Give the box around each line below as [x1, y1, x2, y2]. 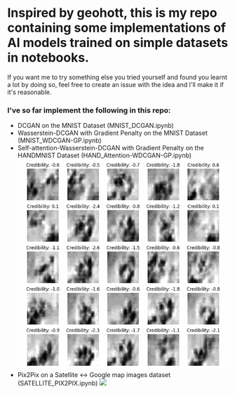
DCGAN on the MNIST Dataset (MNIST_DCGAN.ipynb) [17, 122, 174, 130]
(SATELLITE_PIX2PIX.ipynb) [17, 379, 98, 388]
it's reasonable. [7, 88, 52, 96]
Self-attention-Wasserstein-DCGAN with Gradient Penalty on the [17, 144, 205, 152]
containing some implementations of [7, 20, 227, 36]
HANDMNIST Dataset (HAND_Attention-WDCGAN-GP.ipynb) [17, 151, 192, 159]
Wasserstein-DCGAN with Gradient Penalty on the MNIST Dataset [17, 129, 208, 138]
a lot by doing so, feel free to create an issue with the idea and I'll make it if [7, 80, 224, 88]
